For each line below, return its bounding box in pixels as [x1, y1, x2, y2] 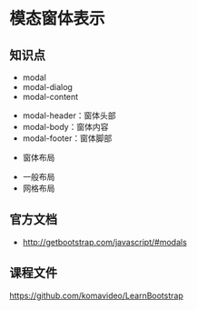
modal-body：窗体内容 [22, 122, 109, 132]
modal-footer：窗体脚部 [22, 133, 113, 144]
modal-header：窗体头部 [22, 110, 116, 121]
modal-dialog [22, 82, 73, 92]
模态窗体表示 [9, 8, 106, 29]
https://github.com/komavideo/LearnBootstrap [9, 290, 183, 301]
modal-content [22, 92, 79, 102]
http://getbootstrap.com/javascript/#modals [22, 236, 188, 247]
